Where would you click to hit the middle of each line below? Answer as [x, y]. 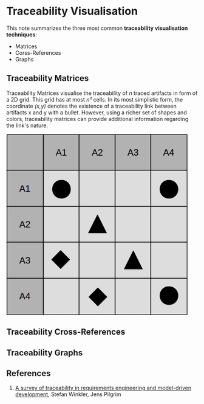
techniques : [22, 34]
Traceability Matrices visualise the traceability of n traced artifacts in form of [102, 93]
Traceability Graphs [45, 353]
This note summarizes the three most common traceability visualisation [97, 28]
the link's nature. [27, 125]
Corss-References [38, 52]
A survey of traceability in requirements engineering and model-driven [103, 388]
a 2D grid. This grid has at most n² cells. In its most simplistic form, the [95, 99]
